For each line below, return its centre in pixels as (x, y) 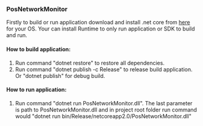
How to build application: (39, 49)
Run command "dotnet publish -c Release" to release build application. (104, 69)
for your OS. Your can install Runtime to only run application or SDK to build (101, 29)
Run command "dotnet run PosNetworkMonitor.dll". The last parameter (104, 103)
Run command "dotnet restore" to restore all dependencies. (90, 63)
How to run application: (36, 89)
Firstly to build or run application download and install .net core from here (98, 23)
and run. (17, 35)
